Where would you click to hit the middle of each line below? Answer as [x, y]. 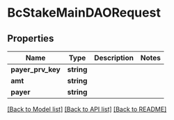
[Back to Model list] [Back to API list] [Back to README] [87, 109]
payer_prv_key [35, 69]
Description [114, 58]
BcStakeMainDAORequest [84, 13]
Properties [31, 38]
